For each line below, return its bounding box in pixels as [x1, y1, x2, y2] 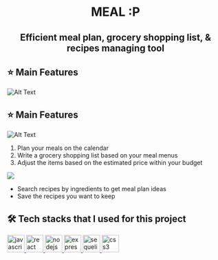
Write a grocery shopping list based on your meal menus [17, 151, 178, 160]
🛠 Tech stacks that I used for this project [7, 213, 186, 224]
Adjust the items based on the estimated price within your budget [17, 159, 203, 167]
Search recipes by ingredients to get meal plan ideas [17, 185, 166, 193]
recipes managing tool [66, 42, 165, 54]
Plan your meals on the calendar [17, 144, 109, 152]
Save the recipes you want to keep [17, 192, 116, 200]
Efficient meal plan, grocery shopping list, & [19, 32, 212, 43]
